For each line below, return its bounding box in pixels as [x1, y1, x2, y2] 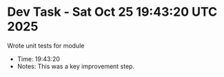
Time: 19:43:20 [17, 54, 61, 63]
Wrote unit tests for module [7, 41, 85, 49]
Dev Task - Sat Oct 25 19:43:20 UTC [7, 4, 218, 20]
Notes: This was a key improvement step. [17, 62, 135, 70]
